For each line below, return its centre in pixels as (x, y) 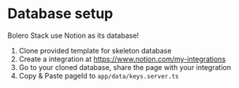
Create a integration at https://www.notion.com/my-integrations (122, 59)
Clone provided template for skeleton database (95, 50)
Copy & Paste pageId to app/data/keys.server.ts (99, 75)
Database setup (60, 14)
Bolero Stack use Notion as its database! (73, 35)
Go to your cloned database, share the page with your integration (125, 67)
